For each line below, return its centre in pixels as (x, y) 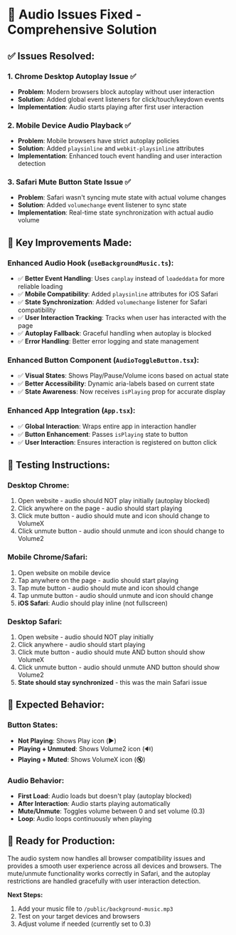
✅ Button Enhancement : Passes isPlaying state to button (103, 434)
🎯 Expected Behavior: (56, 705)
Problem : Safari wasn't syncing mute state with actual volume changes (122, 197)
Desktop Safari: (35, 621)
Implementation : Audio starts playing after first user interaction (111, 107)
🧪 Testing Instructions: (59, 465)
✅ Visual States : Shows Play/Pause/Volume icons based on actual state (123, 376)
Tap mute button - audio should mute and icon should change (108, 588)
